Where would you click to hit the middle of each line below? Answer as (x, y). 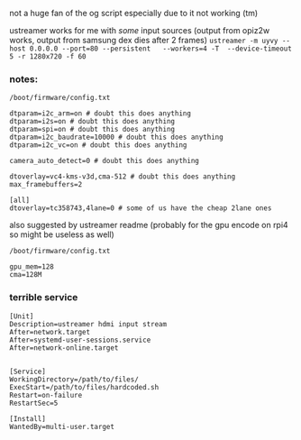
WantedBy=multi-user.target (62, 426)
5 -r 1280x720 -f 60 (48, 57)
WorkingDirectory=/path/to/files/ (74, 379)
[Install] (28, 418)
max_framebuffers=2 (46, 185)
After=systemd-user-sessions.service (80, 340)
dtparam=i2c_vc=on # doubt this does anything (98, 145)
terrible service (44, 298)
